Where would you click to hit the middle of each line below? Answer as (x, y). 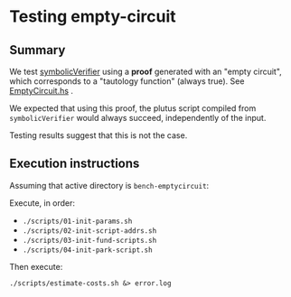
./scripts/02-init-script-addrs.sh (89, 231)
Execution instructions (75, 164)
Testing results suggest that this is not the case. (99, 135)
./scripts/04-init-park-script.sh (87, 250)
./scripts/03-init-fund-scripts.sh (89, 240)
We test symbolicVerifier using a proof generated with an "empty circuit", (145, 71)
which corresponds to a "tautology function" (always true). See (127, 81)
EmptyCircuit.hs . (42, 91)
